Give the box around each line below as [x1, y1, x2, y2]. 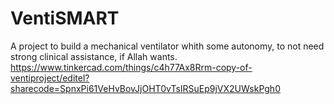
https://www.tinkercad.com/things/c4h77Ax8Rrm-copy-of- [10, 61, 253, 73]
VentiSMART [10, 7, 120, 30]
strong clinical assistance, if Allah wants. [10, 50, 178, 62]
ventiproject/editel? [10, 72, 90, 84]
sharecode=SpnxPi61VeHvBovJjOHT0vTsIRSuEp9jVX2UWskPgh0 [10, 82, 281, 94]
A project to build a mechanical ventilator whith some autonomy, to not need [10, 40, 325, 52]
